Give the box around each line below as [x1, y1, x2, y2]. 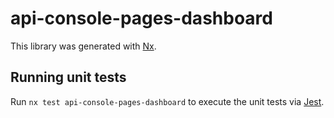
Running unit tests [10, 69, 127, 86]
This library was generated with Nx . [10, 40, 157, 52]
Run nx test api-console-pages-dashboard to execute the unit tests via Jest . [10, 95, 325, 107]
